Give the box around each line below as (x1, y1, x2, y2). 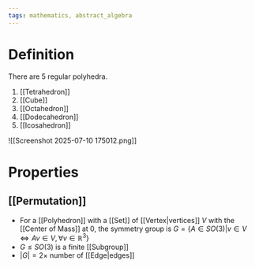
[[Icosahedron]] (19, 120, 71, 130)
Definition (8, 45, 75, 63)
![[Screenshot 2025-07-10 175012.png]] (8, 136, 137, 145)
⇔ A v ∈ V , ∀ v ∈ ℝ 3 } (19, 232, 89, 243)
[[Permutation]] (8, 195, 87, 208)
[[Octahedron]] (19, 103, 69, 113)
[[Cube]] (19, 95, 48, 105)
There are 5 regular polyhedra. (8, 72, 108, 81)
